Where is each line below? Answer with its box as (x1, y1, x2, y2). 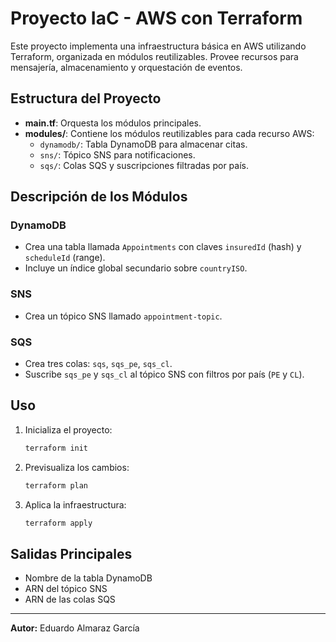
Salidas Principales (10, 545, 133, 562)
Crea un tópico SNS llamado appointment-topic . (24, 310, 223, 322)
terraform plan (24, 480, 89, 491)
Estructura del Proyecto (10, 90, 162, 107)
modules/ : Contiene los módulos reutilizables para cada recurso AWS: (24, 127, 315, 139)
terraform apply (24, 518, 93, 528)
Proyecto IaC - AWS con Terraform (10, 7, 303, 30)
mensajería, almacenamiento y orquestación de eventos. (10, 61, 243, 73)
